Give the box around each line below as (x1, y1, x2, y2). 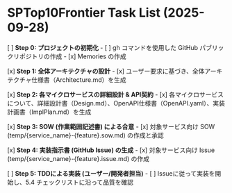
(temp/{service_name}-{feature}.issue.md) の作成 (7, 154, 150, 162)
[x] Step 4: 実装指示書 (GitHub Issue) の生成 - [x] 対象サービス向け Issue (7, 146, 215, 154)
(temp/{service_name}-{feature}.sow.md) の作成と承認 (7, 131, 165, 140)
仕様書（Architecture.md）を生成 (31, 75, 126, 84)
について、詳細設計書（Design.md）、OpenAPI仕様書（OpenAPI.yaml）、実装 (7, 99, 226, 107)
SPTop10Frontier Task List (7, 5, 161, 21)
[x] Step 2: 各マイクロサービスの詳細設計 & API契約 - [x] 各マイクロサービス (7, 90, 224, 99)
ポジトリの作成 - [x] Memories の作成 (19, 52, 126, 60)
